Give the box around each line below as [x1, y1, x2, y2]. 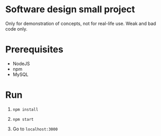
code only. [5, 25, 28, 32]
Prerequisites [5, 44, 64, 56]
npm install [12, 107, 38, 112]
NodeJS [12, 60, 30, 67]
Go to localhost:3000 [12, 126, 58, 132]
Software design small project [5, 4, 135, 15]
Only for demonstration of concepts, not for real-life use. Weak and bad [5, 20, 156, 26]
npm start [12, 117, 34, 122]
